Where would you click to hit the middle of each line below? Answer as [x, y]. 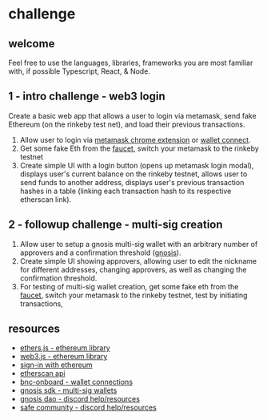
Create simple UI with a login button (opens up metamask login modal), [137, 165]
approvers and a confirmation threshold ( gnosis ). [100, 252]
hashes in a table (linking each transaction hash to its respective [126, 191]
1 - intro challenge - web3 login [87, 97]
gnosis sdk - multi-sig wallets [68, 390]
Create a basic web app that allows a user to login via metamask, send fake [133, 115]
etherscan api [42, 374]
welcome [32, 44]
